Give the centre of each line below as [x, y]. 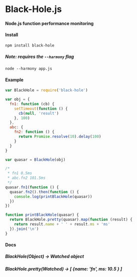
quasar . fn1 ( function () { [32, 187]
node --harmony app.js [29, 69]
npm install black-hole [30, 45]
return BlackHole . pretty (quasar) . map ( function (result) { [71, 220]
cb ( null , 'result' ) [38, 113]
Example [14, 80]
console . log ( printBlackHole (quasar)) [53, 196]
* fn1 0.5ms [20, 173]
